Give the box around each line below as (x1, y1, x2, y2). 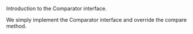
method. (6, 23, 27, 29)
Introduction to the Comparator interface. (6, 5, 107, 12)
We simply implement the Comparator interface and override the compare (6, 16, 187, 23)
